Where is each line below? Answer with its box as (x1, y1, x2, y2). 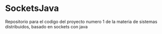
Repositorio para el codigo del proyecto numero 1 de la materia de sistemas (5, 19, 158, 24)
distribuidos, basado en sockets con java (5, 23, 88, 29)
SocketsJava (5, 3, 59, 14)
